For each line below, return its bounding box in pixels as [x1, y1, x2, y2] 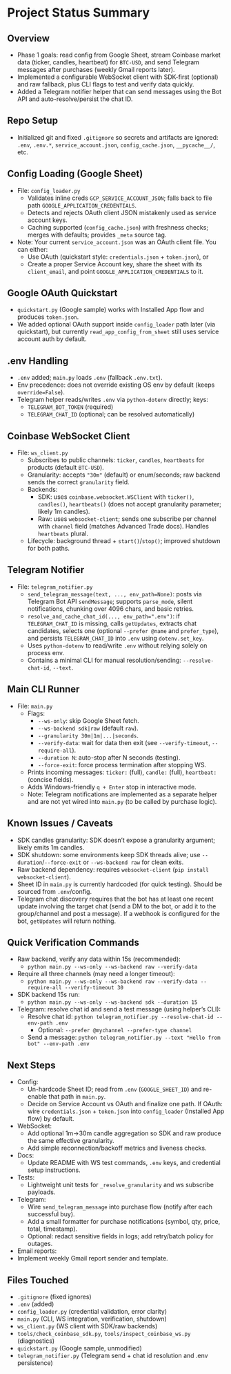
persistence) [17, 1358, 53, 1367]
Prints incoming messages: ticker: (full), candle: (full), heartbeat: [27, 768, 217, 776]
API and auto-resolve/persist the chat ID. [17, 95, 133, 103]
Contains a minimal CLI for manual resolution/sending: [27, 656, 181, 664]
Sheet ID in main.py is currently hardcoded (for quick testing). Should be [17, 880, 223, 888]
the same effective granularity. [27, 1137, 115, 1145]
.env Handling [7, 355, 69, 367]
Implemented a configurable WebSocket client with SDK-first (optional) [17, 73, 219, 81]
